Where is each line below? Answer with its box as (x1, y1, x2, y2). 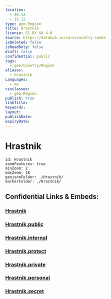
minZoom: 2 (5, 165, 28, 170)
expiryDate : (5, 118, 30, 124)
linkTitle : (5, 100, 28, 105)
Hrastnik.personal (5, 274, 50, 281)
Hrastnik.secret (5, 288, 44, 295)
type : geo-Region (5, 21, 41, 26)
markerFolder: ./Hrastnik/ (5, 178, 61, 184)
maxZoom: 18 (5, 170, 30, 175)
